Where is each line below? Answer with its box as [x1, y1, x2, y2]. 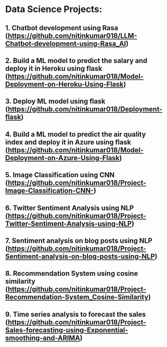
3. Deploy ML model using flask [5, 97, 106, 106]
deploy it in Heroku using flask [5, 64, 103, 73]
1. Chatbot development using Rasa [5, 24, 118, 32]
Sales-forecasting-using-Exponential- [5, 326, 128, 334]
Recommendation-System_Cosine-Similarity [5, 293, 148, 302]
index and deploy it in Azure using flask [5, 137, 131, 147]
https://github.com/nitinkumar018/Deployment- [8, 105, 162, 114]
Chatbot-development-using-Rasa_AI [5, 39, 126, 48]
